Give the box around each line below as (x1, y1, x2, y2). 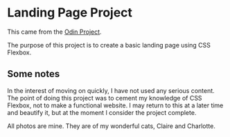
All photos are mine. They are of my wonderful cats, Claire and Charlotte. (7, 122, 216, 130)
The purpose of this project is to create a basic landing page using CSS (7, 41, 211, 49)
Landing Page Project (7, 5, 133, 21)
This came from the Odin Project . (7, 28, 102, 36)
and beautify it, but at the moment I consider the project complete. (7, 108, 197, 116)
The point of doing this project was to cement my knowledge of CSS (7, 94, 202, 102)
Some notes (7, 68, 60, 80)
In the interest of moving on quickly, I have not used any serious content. (7, 86, 215, 94)
